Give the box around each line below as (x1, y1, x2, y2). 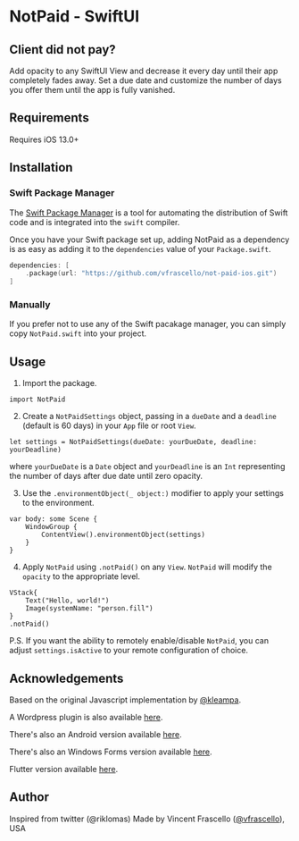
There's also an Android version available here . (9, 729, 182, 740)
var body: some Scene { (9, 515, 98, 524)
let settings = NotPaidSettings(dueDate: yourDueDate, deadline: (9, 438, 257, 447)
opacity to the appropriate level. (21, 571, 141, 582)
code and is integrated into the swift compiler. (9, 216, 180, 227)
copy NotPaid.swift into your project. (9, 328, 147, 339)
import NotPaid (9, 395, 66, 404)
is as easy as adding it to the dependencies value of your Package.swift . (9, 243, 271, 254)
